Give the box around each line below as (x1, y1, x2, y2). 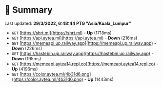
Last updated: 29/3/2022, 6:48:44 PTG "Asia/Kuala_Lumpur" (4, 20, 131, 26)
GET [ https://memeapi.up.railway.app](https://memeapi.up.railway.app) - (11, 40, 157, 46)
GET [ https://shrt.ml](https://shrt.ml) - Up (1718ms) (11, 30, 112, 35)
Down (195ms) (11, 55, 41, 61)
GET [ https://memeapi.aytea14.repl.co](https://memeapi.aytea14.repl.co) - (11, 61, 159, 67)
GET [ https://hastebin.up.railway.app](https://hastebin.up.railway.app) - (11, 51, 154, 56)
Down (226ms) (11, 45, 42, 51)
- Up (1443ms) (84, 76, 114, 82)
